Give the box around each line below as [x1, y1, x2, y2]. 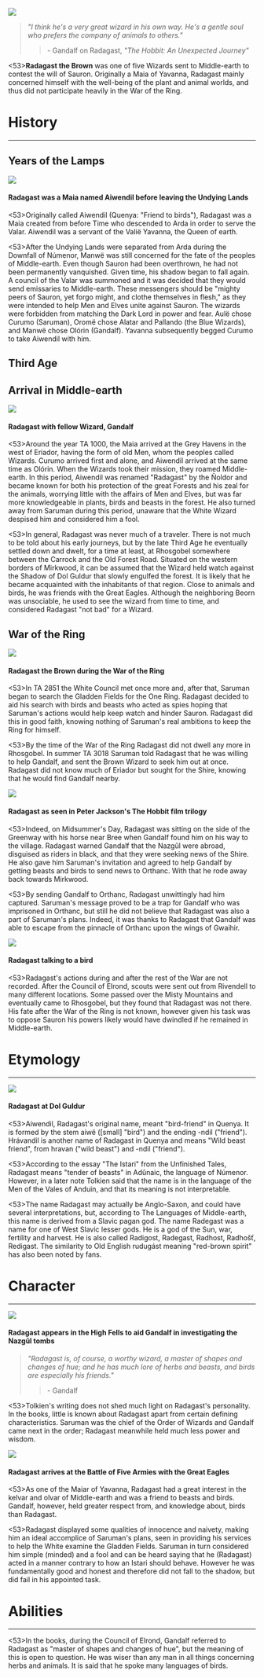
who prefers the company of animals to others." [27, 31, 183, 39]
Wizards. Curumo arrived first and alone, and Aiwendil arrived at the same [8, 456, 248, 465]
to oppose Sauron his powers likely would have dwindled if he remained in [8, 1015, 249, 1024]
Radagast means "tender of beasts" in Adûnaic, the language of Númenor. [8, 1167, 249, 1177]
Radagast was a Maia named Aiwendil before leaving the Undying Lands [8, 193, 249, 202]
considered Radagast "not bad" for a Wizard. [8, 605, 154, 615]
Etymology [8, 1050, 81, 1068]
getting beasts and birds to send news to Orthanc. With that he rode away [8, 865, 247, 876]
